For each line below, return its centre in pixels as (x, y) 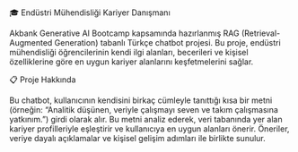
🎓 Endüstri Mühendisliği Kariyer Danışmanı (90, 13)
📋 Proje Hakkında (43, 80)
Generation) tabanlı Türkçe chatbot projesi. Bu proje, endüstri (167, 42)
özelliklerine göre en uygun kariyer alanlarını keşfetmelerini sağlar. (131, 62)
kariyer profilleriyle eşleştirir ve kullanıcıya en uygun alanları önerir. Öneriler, (149, 129)
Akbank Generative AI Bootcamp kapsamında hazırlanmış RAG (124, 33)
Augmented (31, 42)
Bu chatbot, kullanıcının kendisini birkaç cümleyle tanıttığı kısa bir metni (141, 100)
